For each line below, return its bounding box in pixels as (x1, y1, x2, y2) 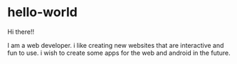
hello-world (7, 4, 78, 20)
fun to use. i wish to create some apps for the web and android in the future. (7, 49, 231, 57)
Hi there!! (7, 27, 35, 36)
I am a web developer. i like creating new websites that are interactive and (7, 41, 224, 49)
